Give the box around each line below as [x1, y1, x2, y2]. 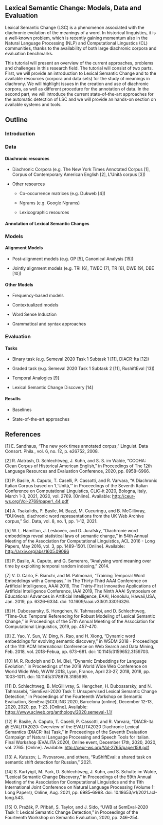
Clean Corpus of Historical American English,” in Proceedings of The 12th [5, 463, 152, 469]
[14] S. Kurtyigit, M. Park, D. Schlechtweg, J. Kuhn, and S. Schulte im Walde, [5, 769, 158, 775]
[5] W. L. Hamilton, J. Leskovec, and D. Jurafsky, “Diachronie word [5, 528, 138, 534]
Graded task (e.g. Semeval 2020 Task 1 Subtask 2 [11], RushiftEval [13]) [12, 366, 155, 371]
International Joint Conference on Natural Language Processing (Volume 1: [5, 784, 155, 790]
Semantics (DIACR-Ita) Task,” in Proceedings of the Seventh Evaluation [5, 729, 147, 735]
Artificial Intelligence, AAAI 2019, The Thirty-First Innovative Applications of [5, 583, 157, 589]
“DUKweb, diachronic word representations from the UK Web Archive [5, 513, 145, 519]
